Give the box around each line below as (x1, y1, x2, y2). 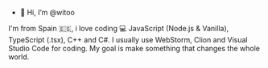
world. (8, 52, 30, 62)
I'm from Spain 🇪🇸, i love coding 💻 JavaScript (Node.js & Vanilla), (8, 24, 229, 33)
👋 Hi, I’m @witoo (19, 8, 75, 17)
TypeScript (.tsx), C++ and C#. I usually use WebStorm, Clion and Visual (8, 35, 248, 44)
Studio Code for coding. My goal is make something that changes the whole (8, 44, 260, 53)
